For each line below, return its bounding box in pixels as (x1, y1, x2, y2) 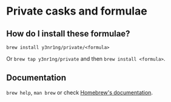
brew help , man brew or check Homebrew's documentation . (6, 89, 153, 96)
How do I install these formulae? (6, 29, 130, 39)
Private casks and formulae (6, 4, 147, 18)
